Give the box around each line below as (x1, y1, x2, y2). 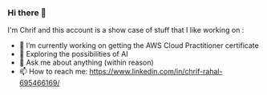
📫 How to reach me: (18, 67, 88, 77)
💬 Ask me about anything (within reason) (18, 57, 154, 67)
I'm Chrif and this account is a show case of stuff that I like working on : (7, 26, 245, 35)
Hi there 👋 (7, 7, 47, 18)
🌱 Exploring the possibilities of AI (18, 49, 129, 59)
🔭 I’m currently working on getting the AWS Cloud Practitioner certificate (18, 41, 260, 50)
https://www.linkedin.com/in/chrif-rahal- (89, 67, 223, 77)
